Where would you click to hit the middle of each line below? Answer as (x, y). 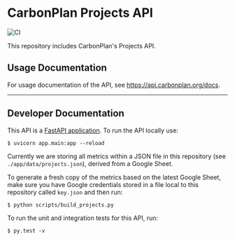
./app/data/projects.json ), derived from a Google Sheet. (90, 163)
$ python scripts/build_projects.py (60, 205)
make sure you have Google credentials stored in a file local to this (103, 184)
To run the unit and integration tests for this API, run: (83, 218)
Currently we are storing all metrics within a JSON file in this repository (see (116, 156)
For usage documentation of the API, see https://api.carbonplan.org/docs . (114, 85)
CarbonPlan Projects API (80, 13)
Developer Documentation (66, 113)
